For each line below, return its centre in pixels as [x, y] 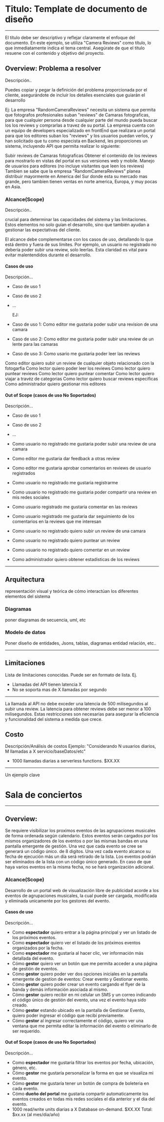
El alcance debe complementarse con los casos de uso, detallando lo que [79, 239]
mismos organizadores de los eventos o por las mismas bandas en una [76, 841]
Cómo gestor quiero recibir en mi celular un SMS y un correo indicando [84, 994]
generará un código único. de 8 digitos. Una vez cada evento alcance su [78, 852]
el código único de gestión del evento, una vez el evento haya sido [79, 1000]
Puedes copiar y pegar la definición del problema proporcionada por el [76, 90]
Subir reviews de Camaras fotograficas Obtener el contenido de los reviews [81, 156]
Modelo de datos [25, 632]
